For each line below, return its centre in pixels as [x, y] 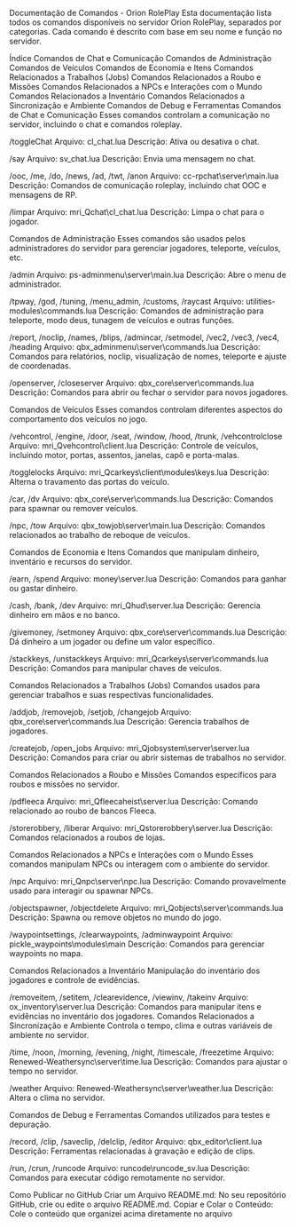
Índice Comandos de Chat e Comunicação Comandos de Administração [141, 58]
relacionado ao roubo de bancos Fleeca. [83, 811]
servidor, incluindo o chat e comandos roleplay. [96, 124]
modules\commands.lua [53, 311]
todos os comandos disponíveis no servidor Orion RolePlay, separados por [145, 22]
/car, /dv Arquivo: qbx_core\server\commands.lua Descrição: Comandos [141, 499]
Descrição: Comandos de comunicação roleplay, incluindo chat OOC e [138, 185]
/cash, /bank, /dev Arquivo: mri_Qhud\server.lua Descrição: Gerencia [135, 606]
